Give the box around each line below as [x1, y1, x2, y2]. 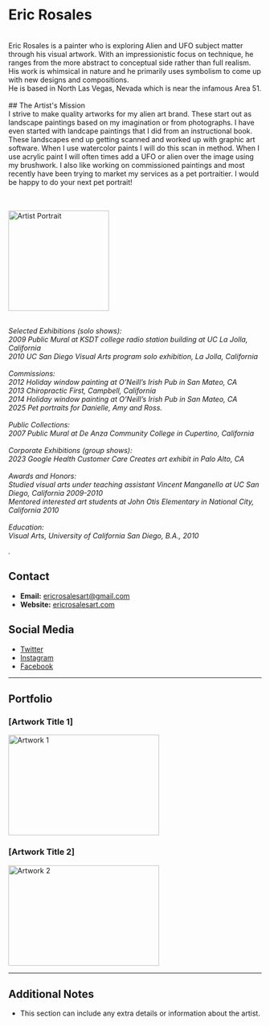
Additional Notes [8, 987, 95, 1001]
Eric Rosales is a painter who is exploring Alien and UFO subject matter [8, 40, 243, 50]
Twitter [19, 644, 44, 654]
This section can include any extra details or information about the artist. [19, 1008, 261, 1018]
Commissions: [8, 368, 55, 378]
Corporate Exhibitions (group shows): [8, 445, 133, 455]
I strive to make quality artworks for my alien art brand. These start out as [8, 108, 252, 118]
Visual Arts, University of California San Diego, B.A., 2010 [8, 530, 199, 540]
